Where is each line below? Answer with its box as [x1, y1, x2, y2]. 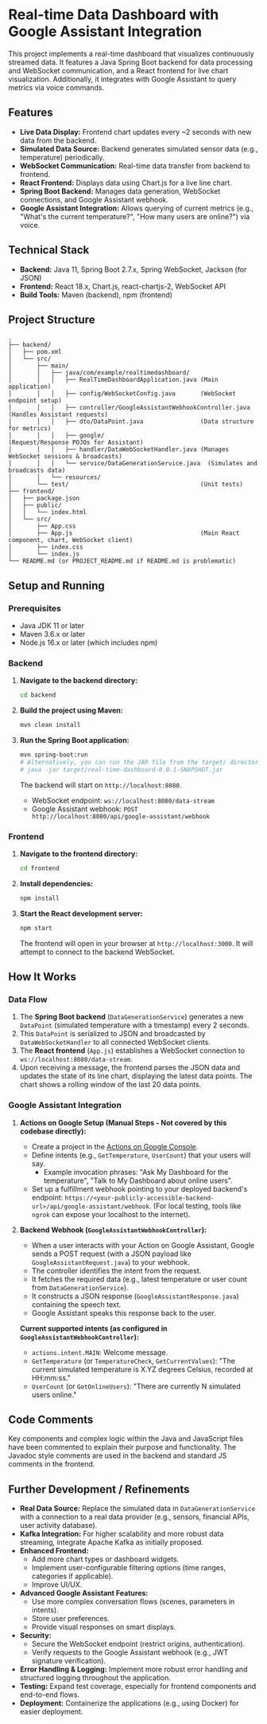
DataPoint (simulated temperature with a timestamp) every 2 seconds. [19, 1020, 250, 1030]
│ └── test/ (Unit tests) [8, 481, 244, 489]
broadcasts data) [8, 466, 66, 475]
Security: [19, 1631, 52, 1640]
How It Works [8, 970, 77, 984]
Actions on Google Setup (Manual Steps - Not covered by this [19, 1117, 227, 1127]
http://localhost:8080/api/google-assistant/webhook [31, 812, 211, 820]
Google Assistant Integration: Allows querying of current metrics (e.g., [19, 203, 254, 213]
